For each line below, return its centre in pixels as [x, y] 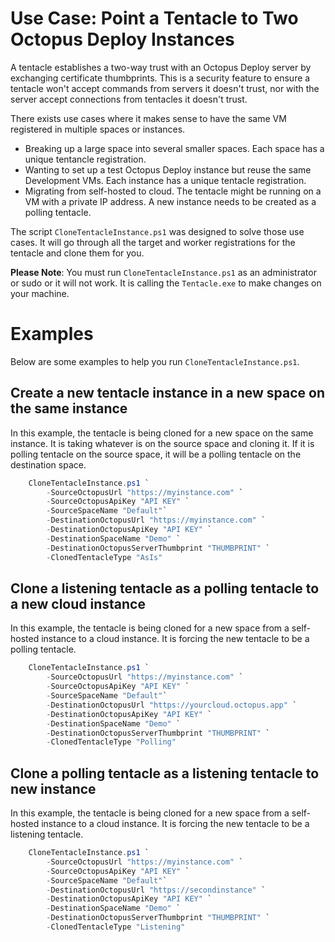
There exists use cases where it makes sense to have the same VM [148, 118]
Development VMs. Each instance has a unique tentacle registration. [165, 180]
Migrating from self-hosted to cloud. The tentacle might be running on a [173, 191]
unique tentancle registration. [85, 159]
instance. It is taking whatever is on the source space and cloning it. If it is [162, 443]
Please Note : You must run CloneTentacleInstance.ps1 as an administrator [163, 272]
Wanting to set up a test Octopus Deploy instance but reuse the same [168, 169]
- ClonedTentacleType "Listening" [116, 927]
